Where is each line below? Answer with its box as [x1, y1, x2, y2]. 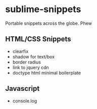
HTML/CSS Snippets [5, 35, 72, 43]
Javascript [5, 84, 40, 93]
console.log [12, 97, 37, 104]
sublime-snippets [5, 4, 81, 15]
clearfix [12, 48, 29, 54]
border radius [12, 59, 41, 65]
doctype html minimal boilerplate [12, 70, 81, 76]
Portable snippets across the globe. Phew [5, 20, 92, 26]
